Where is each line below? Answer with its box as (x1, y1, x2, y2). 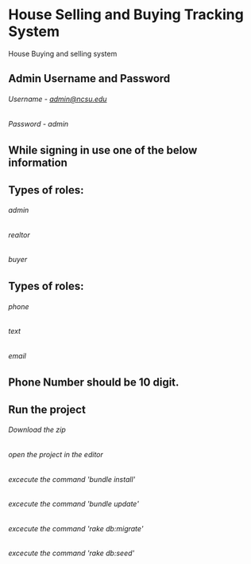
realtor (8, 229, 30, 240)
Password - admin (8, 119, 69, 128)
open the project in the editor (8, 449, 103, 459)
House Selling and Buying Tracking (8, 6, 244, 24)
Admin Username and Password (8, 72, 171, 85)
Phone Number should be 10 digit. (8, 376, 180, 390)
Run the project (8, 402, 86, 416)
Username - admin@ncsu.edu (8, 94, 107, 104)
